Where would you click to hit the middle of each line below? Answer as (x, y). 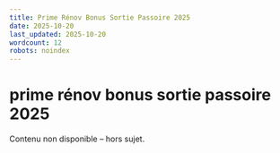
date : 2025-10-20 (42, 26)
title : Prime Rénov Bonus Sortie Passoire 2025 (100, 17)
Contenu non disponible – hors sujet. (77, 139)
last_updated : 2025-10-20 (57, 34)
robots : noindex (39, 51)
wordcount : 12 (36, 42)
